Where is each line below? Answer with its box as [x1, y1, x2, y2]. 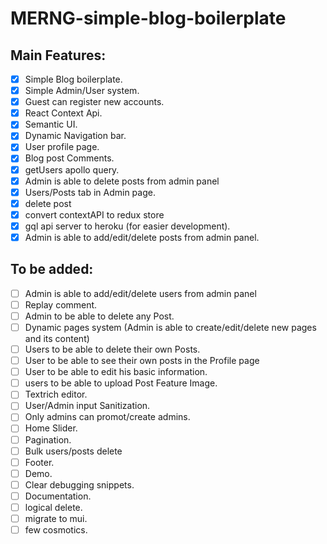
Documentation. [24, 490, 92, 502]
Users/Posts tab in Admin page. [24, 186, 156, 198]
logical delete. [24, 501, 83, 513]
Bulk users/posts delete [24, 445, 123, 457]
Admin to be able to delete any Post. [24, 310, 175, 322]
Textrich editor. [24, 388, 88, 401]
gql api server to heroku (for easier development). [24, 220, 231, 232]
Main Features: [10, 47, 107, 64]
